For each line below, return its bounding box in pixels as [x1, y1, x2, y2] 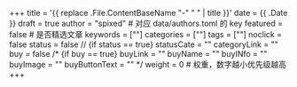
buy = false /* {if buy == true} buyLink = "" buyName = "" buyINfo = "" [9, 49, 268, 59]
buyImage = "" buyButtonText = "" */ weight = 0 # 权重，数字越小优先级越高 [9, 59, 286, 69]
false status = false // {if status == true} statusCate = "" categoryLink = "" [9, 39, 279, 50]
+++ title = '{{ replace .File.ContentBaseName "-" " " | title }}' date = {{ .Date [9, 8, 288, 18]
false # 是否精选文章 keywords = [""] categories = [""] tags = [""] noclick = [9, 29, 282, 39]
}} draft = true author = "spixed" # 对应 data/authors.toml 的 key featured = [9, 18, 284, 28]
